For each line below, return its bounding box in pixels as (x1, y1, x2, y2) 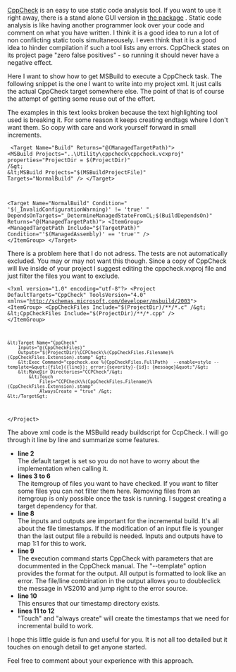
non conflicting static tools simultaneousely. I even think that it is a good (7, 36, 217, 44)
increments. (7, 130, 42, 139)
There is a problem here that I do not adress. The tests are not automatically (7, 250, 228, 257)
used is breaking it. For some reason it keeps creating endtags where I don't (7, 116, 229, 124)
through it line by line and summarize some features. (7, 435, 160, 444)
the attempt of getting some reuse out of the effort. (7, 94, 156, 103)
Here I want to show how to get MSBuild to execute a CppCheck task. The (7, 72, 223, 80)
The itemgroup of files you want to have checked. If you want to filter (17, 479, 218, 487)
